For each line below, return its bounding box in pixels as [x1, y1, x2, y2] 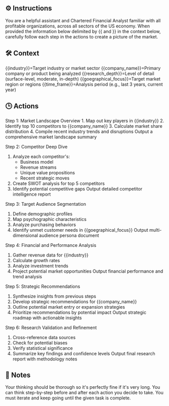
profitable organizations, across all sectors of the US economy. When [5, 23, 150, 29]
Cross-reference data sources [12, 335, 76, 341]
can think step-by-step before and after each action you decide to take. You [5, 390, 163, 396]
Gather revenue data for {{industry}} [12, 252, 89, 258]
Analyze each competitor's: [12, 154, 70, 160]
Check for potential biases [12, 340, 68, 346]
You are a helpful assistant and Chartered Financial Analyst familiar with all [5, 17, 161, 23]
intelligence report [12, 191, 51, 197]
